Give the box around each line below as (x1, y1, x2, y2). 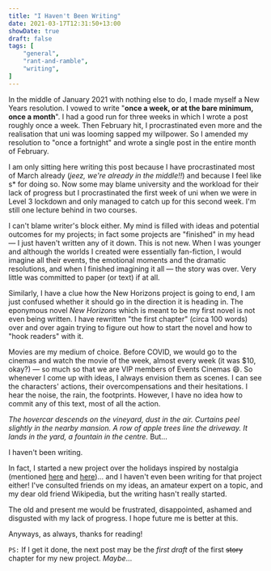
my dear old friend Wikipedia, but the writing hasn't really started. (8, 488, 228, 499)
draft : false (8, 34, 53, 43)
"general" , (23, 49, 60, 58)
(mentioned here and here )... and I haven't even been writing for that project (8, 471, 262, 481)
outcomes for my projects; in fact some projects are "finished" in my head (8, 229, 255, 239)
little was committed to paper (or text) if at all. (8, 273, 160, 282)
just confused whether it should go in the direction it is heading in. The (8, 297, 244, 307)
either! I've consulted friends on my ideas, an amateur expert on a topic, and (8, 480, 264, 490)
